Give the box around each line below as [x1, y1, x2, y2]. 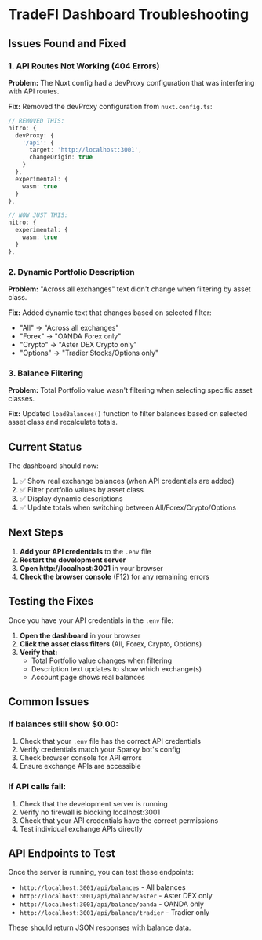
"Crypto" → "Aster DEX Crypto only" [19, 339, 137, 349]
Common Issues [8, 695, 89, 708]
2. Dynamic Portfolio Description [8, 266, 135, 277]
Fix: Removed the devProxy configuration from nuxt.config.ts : [8, 101, 213, 111]
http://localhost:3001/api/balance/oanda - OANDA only [19, 899, 204, 909]
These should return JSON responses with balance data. [8, 923, 191, 932]
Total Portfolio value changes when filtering [31, 656, 173, 665]
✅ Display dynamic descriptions [19, 494, 123, 503]
